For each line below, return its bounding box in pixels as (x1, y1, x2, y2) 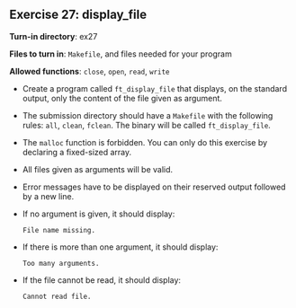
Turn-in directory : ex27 (9, 31, 98, 41)
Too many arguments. (22, 259, 100, 268)
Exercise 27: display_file (9, 7, 147, 22)
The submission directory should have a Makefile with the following (22, 110, 274, 120)
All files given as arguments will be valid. (22, 163, 174, 174)
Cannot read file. (22, 292, 92, 301)
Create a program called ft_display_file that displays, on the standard (22, 83, 288, 93)
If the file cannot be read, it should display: (22, 274, 182, 286)
